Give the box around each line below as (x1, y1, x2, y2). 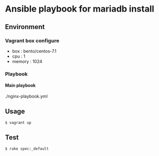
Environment (5, 23, 45, 31)
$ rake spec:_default (5, 146, 49, 151)
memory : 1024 (12, 58, 43, 64)
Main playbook (5, 82, 36, 88)
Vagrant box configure (5, 37, 59, 44)
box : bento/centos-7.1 (12, 48, 57, 54)
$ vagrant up (5, 120, 32, 125)
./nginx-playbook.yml (5, 94, 48, 99)
